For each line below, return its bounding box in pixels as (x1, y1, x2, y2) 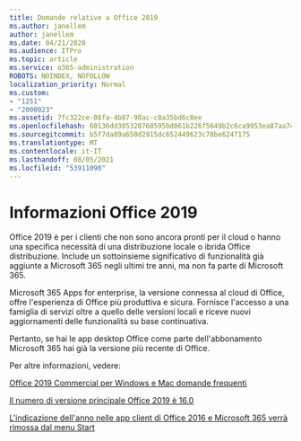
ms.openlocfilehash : (9, 122, 87, 131)
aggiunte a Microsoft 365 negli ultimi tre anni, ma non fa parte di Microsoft (9, 260, 284, 271)
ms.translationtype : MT (9, 138, 99, 147)
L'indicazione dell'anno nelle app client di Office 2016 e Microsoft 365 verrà (9, 412, 288, 423)
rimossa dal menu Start (9, 422, 96, 433)
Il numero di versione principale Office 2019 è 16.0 (9, 395, 194, 406)
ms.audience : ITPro (9, 47, 82, 56)
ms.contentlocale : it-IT (9, 146, 102, 155)
